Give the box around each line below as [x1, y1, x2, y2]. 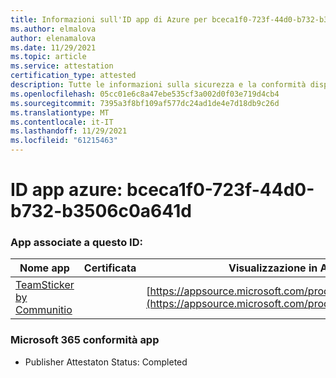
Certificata [83, 261, 137, 275]
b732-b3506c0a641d [10, 200, 192, 223]
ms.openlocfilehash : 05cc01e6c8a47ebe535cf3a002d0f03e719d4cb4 [10, 89, 280, 99]
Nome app [19, 261, 70, 275]
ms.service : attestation [10, 61, 114, 71]
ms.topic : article [10, 52, 87, 62]
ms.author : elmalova [10, 24, 97, 34]
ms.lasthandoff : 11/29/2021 [10, 126, 128, 136]
